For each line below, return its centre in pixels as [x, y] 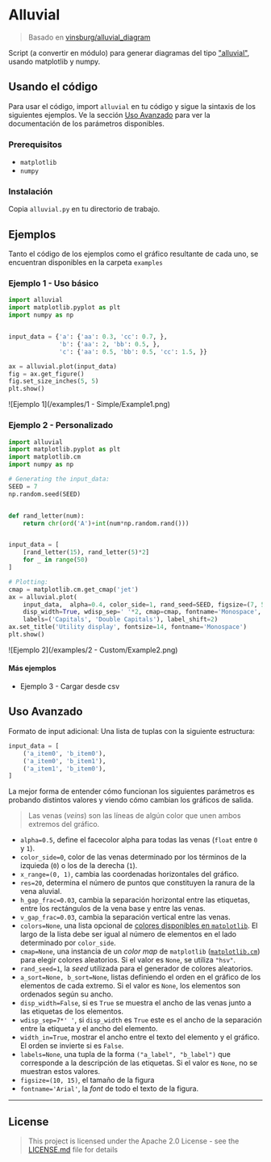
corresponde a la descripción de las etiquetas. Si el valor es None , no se [139, 1063]
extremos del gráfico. [64, 824]
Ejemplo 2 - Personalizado [61, 426]
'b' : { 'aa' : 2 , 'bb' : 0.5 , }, [110, 344]
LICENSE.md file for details [73, 1150]
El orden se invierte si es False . [72, 1046]
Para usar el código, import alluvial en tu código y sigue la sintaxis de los [132, 106]
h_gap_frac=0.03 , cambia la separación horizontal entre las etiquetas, [135, 900]
